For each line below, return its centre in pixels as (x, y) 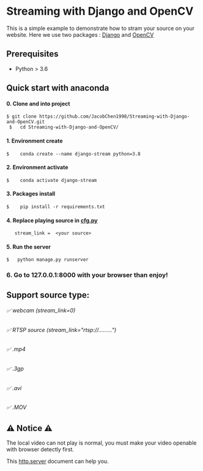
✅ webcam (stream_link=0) (41, 311)
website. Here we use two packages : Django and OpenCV (80, 34)
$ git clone (21, 117)
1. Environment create (35, 141)
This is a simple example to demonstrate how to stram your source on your (101, 28)
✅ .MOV (17, 407)
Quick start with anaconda (58, 88)
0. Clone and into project (38, 104)
